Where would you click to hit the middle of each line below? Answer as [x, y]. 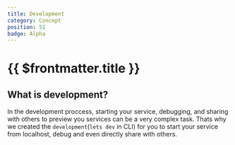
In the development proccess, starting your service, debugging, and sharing [118, 112]
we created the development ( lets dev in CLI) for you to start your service [113, 127]
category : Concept [34, 21]
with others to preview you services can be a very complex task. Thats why [117, 119]
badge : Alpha [26, 34]
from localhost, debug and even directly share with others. [92, 134]
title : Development [36, 14]
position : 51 [26, 27]
